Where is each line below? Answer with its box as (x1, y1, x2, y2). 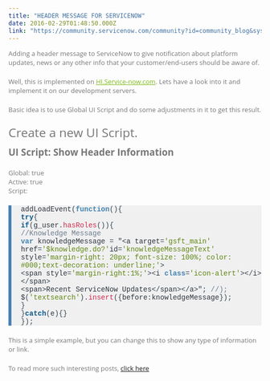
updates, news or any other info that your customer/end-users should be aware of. (8, 58, 260, 68)
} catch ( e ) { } (20, 310, 68, 318)
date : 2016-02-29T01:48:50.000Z (8, 19, 117, 27)
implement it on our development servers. (8, 86, 137, 96)
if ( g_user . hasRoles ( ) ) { (20, 221, 114, 230)
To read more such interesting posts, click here (8, 363, 150, 374)
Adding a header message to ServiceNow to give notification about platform (8, 49, 239, 59)
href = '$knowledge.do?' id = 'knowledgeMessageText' (20, 245, 215, 254)
